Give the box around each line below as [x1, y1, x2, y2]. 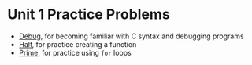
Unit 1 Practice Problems [7, 5, 170, 23]
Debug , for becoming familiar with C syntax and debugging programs [18, 31, 245, 41]
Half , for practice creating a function [18, 39, 137, 49]
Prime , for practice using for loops [18, 48, 132, 57]
